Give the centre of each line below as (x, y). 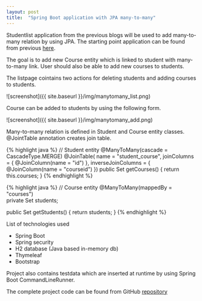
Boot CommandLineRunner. (41, 280)
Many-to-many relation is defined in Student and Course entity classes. (96, 131)
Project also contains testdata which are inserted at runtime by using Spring (101, 273)
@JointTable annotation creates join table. (59, 138)
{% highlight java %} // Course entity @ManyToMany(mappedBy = (89, 187)
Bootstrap (27, 261)
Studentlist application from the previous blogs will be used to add (89, 35)
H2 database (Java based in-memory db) (67, 248)
